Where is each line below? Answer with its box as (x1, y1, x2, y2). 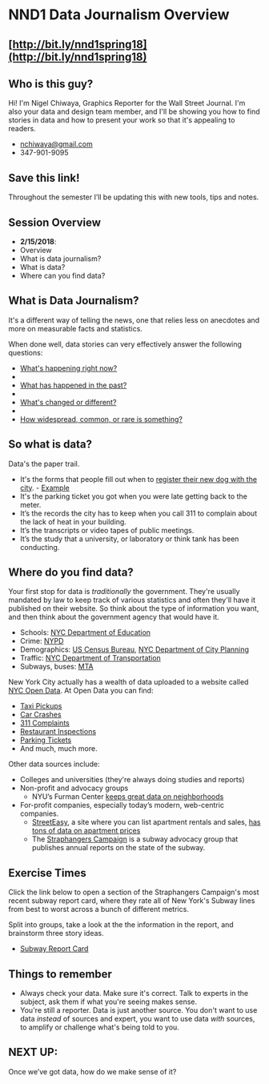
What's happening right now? (19, 363, 118, 373)
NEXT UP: (8, 1046, 58, 1059)
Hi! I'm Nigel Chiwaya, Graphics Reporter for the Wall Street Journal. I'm (8, 98, 246, 108)
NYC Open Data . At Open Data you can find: (8, 686, 154, 696)
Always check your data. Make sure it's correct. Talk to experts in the (19, 989, 249, 998)
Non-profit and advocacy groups (19, 783, 129, 793)
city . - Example (19, 483, 70, 492)
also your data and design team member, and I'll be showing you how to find (8, 106, 260, 117)
